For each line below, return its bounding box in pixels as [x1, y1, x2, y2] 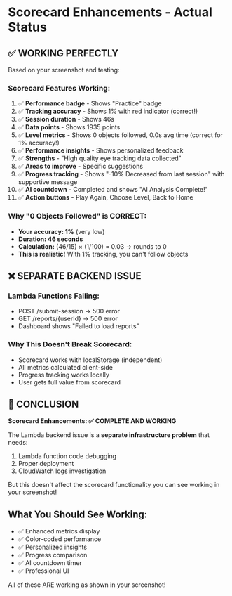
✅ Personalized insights [18, 543, 87, 552]
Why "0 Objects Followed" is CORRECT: [8, 212, 147, 221]
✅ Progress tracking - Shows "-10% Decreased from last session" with [18, 170, 225, 179]
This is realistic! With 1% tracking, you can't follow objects [18, 250, 189, 258]
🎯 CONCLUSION [8, 398, 79, 410]
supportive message [18, 178, 78, 186]
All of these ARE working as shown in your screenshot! [8, 581, 166, 589]
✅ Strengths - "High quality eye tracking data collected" [18, 154, 182, 162]
